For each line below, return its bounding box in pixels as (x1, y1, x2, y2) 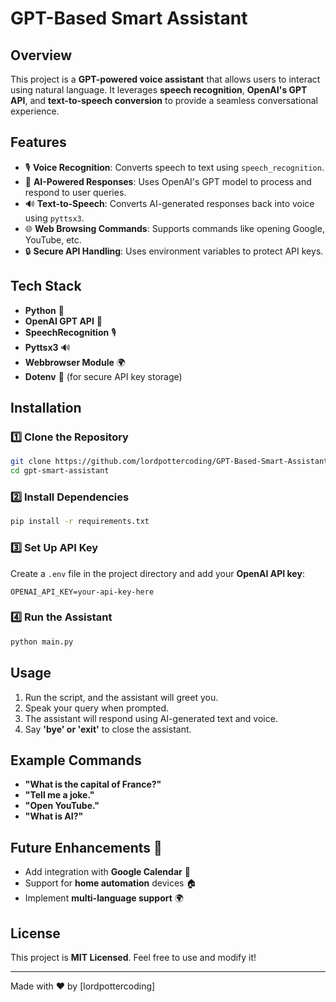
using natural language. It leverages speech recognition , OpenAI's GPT (10, 84, 308, 96)
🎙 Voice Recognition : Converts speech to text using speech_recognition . (24, 161, 325, 173)
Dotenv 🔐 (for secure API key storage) (24, 370, 183, 382)
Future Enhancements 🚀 (10, 839, 163, 856)
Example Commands (10, 752, 142, 769)
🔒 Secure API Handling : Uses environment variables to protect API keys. (24, 245, 324, 257)
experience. (10, 105, 60, 117)
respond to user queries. (24, 186, 127, 198)
